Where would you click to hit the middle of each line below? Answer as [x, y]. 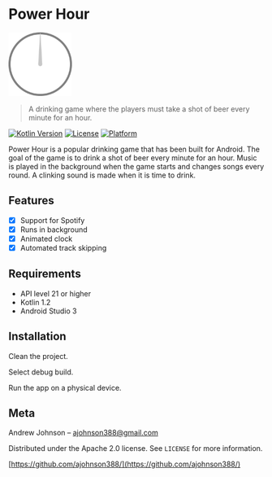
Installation [37, 337]
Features [31, 201]
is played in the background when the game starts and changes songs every [136, 166]
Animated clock [46, 238]
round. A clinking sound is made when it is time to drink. [102, 175]
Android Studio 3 [48, 311]
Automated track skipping [63, 247]
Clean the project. [39, 356]
